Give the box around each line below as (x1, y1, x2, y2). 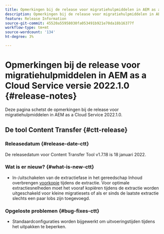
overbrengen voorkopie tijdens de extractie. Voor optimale (12, 180, 130, 185)
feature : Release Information (5, 16, 67, 21)
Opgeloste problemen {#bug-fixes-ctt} (5, 207, 100, 214)
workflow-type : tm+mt (5, 25, 49, 30)
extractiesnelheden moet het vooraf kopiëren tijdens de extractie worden (12, 185, 159, 191)
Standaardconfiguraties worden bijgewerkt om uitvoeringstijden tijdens (12, 218, 155, 224)
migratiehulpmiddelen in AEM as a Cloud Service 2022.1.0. (5, 111, 123, 117)
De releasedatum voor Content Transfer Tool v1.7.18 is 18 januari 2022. (5, 151, 146, 157)
